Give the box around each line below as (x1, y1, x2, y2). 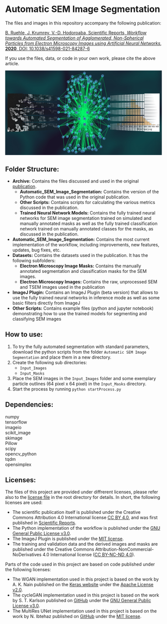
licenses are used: (5, 500, 43, 506)
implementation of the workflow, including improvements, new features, (12, 241, 160, 247)
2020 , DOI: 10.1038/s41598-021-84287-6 (5, 45, 90, 51)
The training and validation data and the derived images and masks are (12, 541, 158, 547)
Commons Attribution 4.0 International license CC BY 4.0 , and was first (12, 515, 158, 521)
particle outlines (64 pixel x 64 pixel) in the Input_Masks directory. (12, 381, 147, 387)
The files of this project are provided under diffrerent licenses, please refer (5, 489, 158, 495)
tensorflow (5, 419, 27, 425)
